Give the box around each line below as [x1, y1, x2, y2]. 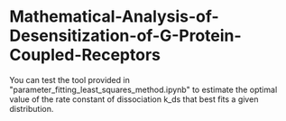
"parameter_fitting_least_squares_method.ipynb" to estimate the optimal [9, 84, 278, 95]
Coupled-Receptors [9, 45, 161, 65]
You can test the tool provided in [9, 74, 131, 85]
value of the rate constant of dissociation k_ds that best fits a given [9, 93, 259, 105]
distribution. [9, 103, 54, 114]
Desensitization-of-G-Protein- [9, 25, 242, 46]
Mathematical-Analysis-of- [9, 6, 219, 27]
